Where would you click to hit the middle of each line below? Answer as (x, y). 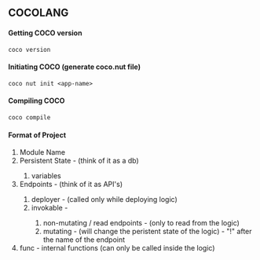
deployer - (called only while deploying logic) (104, 200)
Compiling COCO (37, 101)
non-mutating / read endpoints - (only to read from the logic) (141, 223)
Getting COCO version (45, 33)
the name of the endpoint (84, 240)
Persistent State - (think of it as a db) (79, 161)
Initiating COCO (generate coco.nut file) (75, 67)
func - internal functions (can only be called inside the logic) (117, 248)
